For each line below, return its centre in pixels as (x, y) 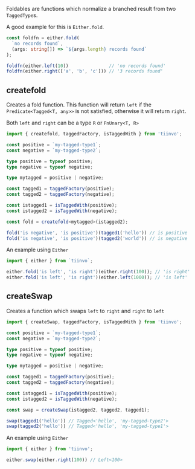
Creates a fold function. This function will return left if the (79, 105)
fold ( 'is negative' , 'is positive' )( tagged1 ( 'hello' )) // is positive (97, 233)
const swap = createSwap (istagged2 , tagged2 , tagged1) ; (78, 410)
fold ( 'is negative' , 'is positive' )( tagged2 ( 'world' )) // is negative (97, 238)
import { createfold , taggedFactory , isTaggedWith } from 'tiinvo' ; (94, 134)
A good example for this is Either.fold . (55, 27)
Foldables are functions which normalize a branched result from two (91, 9)
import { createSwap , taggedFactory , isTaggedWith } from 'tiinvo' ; (94, 322)
